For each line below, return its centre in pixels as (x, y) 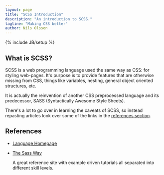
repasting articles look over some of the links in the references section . (78, 115)
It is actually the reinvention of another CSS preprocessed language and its (82, 95)
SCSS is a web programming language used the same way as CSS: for (77, 70)
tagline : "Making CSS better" (37, 24)
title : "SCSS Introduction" (34, 14)
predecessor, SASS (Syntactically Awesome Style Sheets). (65, 100)
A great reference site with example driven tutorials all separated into (83, 163)
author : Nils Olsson (27, 28)
